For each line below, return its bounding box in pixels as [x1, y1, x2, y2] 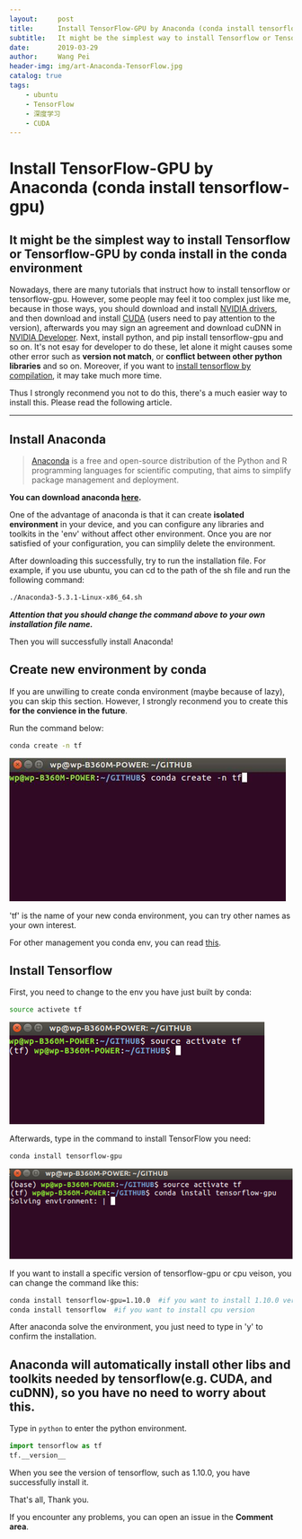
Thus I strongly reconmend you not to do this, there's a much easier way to [9, 387, 288, 399]
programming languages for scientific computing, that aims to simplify [31, 465, 292, 476]
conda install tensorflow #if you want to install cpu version [9, 1305, 255, 1314]
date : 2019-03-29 [9, 43, 99, 52]
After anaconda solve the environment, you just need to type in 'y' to [9, 1322, 263, 1332]
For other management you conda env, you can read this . [9, 937, 222, 948]
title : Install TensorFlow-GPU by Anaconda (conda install [9, 23, 255, 33]
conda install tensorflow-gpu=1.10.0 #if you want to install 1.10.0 [9, 1296, 280, 1305]
